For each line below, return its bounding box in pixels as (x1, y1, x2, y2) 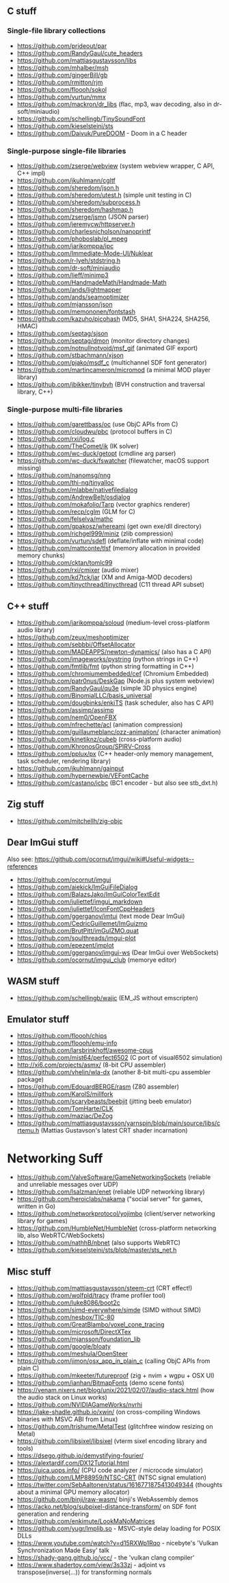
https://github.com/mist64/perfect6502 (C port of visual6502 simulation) (16, 1054, 223, 1062)
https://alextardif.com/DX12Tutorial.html (16, 1459, 130, 1467)
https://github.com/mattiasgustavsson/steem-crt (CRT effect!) (16, 1284, 193, 1292)
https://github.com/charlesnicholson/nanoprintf (16, 227, 151, 235)
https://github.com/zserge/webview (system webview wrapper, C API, (16, 161, 215, 170)
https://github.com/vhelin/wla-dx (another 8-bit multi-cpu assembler (16, 1068, 211, 1076)
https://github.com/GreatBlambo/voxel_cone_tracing (16, 1320, 165, 1329)
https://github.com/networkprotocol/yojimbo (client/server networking (16, 1209, 215, 1218)
